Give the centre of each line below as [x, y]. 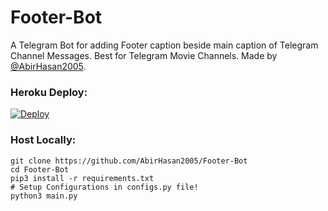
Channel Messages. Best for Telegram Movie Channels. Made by [144, 55]
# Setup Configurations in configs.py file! [104, 187]
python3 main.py [44, 196]
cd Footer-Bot [40, 169]
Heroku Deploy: [49, 92]
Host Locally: [43, 140]
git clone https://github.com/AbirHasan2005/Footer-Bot [129, 161]
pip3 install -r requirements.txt [82, 178]
